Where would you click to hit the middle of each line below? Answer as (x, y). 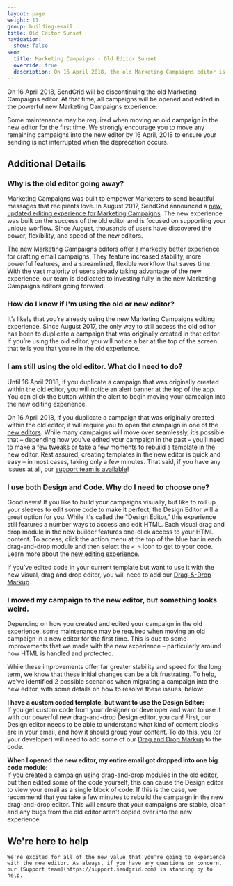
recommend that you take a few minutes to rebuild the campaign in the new (115, 797)
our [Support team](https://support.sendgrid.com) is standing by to (110, 869)
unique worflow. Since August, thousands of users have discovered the (110, 228)
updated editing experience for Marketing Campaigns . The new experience (115, 213)
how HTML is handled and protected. (60, 653)
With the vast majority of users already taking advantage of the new (104, 271)
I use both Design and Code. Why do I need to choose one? (109, 487)
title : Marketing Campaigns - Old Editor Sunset (85, 59)
